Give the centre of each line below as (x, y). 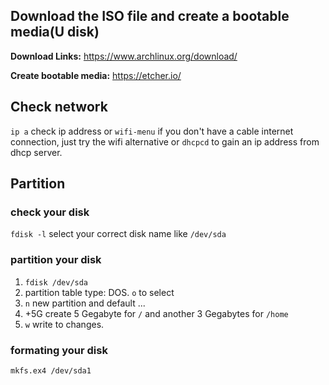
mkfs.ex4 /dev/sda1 (51, 370)
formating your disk (59, 350)
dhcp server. (36, 152)
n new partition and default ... (85, 303)
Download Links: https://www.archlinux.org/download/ (124, 56)
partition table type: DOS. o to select (99, 292)
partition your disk (56, 260)
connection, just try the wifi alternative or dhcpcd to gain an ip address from (165, 141)
